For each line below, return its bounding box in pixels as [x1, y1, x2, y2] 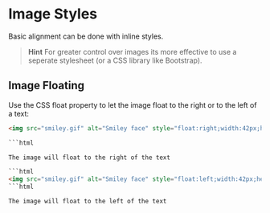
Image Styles [8, 5, 98, 23]
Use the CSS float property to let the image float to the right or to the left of [8, 100, 257, 109]
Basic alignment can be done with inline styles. [8, 31, 164, 41]
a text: [8, 109, 30, 118]
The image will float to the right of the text [8, 154, 171, 162]
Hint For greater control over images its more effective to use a [27, 47, 237, 56]
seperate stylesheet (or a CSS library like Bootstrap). [27, 55, 202, 65]
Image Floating [8, 79, 85, 92]
